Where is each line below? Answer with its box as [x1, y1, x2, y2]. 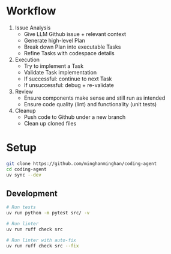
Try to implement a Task [23, 62, 84, 70]
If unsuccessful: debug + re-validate [23, 81, 114, 88]
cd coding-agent [6, 166, 47, 172]
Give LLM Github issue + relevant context [23, 30, 127, 37]
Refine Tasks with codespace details [23, 49, 115, 56]
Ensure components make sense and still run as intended [23, 94, 166, 101]
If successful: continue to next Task [23, 75, 112, 82]
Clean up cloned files [23, 119, 77, 127]
